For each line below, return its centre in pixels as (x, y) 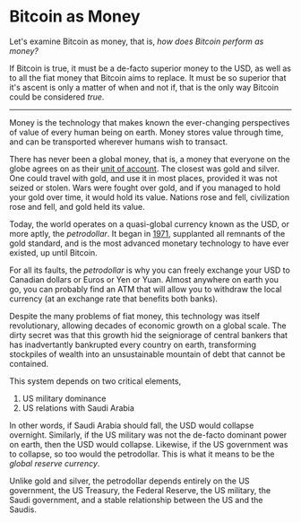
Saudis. (23, 509)
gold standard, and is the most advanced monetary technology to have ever (149, 243)
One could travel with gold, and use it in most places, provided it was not (143, 178)
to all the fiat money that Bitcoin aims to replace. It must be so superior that (148, 77)
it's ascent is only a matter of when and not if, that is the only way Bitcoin (144, 87)
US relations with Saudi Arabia (78, 408)
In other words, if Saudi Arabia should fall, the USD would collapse (132, 425)
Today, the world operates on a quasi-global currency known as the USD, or (149, 224)
